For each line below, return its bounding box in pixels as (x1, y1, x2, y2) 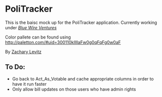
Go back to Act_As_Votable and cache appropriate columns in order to (12, 76, 154, 81)
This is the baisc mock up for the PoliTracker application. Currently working (5, 19, 158, 25)
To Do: (5, 63, 25, 71)
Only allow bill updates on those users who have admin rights (12, 86, 136, 92)
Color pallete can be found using (5, 34, 71, 40)
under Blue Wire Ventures (5, 24, 57, 30)
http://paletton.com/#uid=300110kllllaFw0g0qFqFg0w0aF (5, 39, 121, 45)
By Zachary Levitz (5, 49, 42, 55)
